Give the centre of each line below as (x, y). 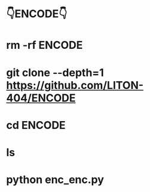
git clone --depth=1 (55, 72)
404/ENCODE (41, 98)
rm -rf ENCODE (45, 45)
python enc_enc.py (55, 180)
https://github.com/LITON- (75, 85)
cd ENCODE (36, 125)
